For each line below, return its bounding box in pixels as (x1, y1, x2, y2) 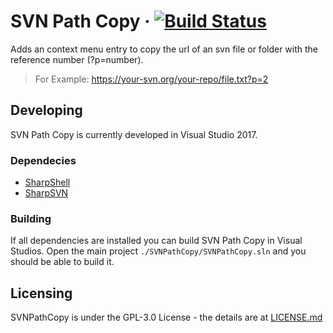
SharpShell (24, 176, 71, 189)
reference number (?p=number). (10, 53, 144, 65)
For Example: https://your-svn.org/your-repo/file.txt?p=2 (34, 73, 269, 85)
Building (10, 211, 52, 225)
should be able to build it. (10, 256, 115, 268)
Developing (10, 102, 83, 119)
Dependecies (10, 153, 77, 167)
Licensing (10, 285, 73, 302)
